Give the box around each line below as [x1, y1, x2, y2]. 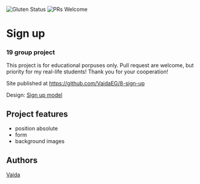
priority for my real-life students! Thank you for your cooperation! [6, 68, 169, 75]
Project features [6, 109, 68, 119]
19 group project [6, 48, 55, 57]
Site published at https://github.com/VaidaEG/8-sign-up [6, 80, 145, 87]
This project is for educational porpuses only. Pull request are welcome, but [6, 62, 194, 69]
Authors [6, 155, 38, 165]
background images [14, 138, 65, 145]
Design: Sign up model [6, 91, 63, 99]
